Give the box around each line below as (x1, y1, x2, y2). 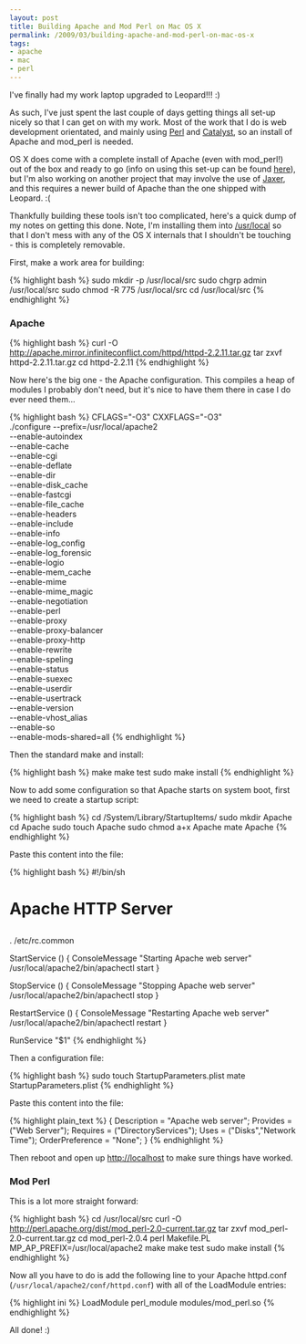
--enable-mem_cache (9, 567, 92, 578)
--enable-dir (9, 470, 56, 481)
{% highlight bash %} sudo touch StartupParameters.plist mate (9, 1069, 246, 1081)
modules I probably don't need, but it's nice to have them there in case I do (9, 384, 291, 395)
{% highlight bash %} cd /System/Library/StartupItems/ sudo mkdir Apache (9, 812, 293, 823)
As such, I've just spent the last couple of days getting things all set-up (9, 107, 276, 118)
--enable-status (9, 663, 69, 675)
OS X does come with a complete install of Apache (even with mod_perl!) (9, 153, 284, 164)
